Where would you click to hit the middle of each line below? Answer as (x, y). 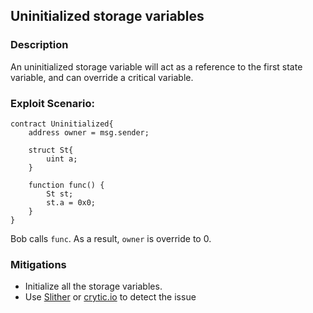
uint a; (62, 159)
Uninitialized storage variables (107, 16)
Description (39, 45)
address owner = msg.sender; (89, 132)
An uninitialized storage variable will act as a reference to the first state (156, 66)
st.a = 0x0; (71, 202)
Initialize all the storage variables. (93, 286)
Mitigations (38, 264)
